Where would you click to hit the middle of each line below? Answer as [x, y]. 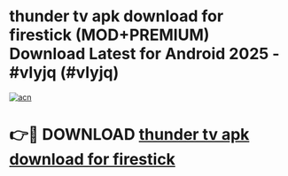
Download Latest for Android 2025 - [144, 54]
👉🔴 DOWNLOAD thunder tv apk [129, 135]
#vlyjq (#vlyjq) [64, 73]
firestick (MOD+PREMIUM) [109, 35]
